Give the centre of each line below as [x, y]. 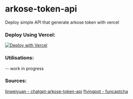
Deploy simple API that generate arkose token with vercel [62, 22]
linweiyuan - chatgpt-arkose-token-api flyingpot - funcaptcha [66, 91]
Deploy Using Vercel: [30, 35]
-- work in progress [24, 68]
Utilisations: [20, 58]
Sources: [16, 81]
